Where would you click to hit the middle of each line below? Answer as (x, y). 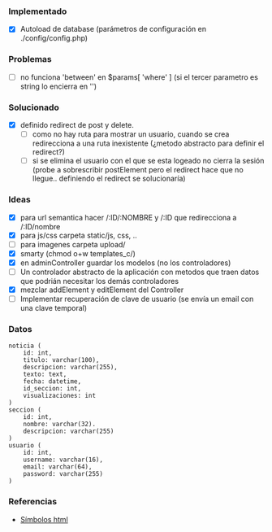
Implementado (38, 11)
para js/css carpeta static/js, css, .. (79, 235)
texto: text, (45, 375)
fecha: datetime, (52, 382)
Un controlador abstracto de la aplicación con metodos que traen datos (140, 272)
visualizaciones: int (59, 396)
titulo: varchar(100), (61, 360)
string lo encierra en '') (58, 86)
